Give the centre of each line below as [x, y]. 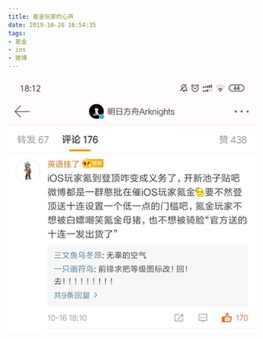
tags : [17, 33]
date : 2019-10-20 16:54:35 [52, 25]
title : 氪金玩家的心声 [41, 17]
